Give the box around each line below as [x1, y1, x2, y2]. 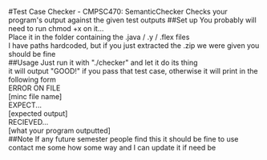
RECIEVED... [8, 118, 49, 126]
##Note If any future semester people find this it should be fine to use [8, 134, 239, 143]
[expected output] [8, 109, 68, 118]
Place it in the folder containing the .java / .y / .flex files [8, 32, 190, 42]
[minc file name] [8, 92, 63, 101]
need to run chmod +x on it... [8, 24, 104, 33]
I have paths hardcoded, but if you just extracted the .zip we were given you [8, 41, 260, 50]
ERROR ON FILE [8, 83, 61, 93]
